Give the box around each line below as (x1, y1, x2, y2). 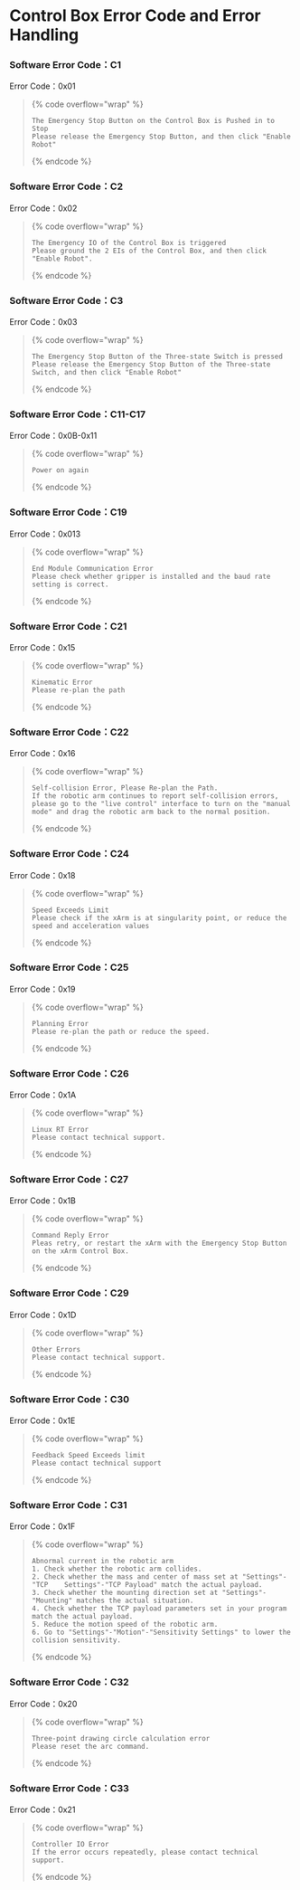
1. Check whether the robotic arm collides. (31, 1564, 202, 1574)
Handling (9, 24, 80, 45)
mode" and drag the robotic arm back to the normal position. (31, 807, 271, 817)
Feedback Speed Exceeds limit (31, 1451, 146, 1460)
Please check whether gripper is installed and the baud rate (31, 572, 271, 581)
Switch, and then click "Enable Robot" (31, 368, 183, 377)
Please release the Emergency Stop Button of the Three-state (31, 360, 271, 369)
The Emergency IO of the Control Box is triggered (31, 238, 227, 247)
